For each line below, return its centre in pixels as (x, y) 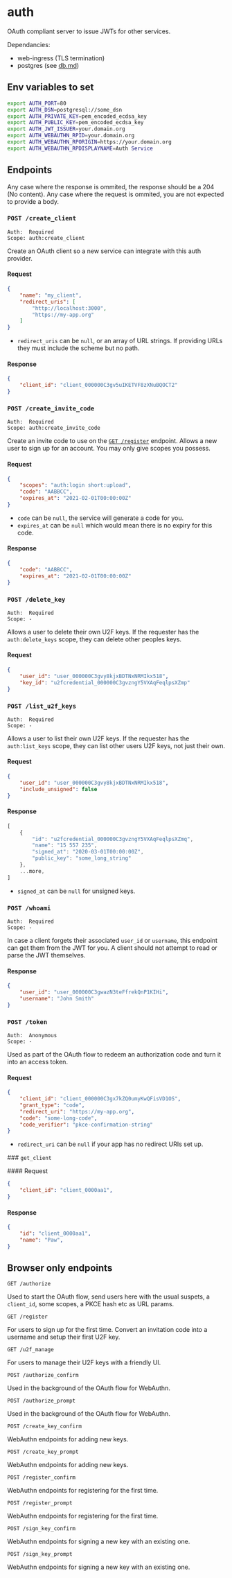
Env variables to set (51, 87)
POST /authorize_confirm (43, 1376)
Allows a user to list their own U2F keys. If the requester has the (98, 738)
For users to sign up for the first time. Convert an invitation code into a (107, 1330)
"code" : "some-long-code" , (59, 1118)
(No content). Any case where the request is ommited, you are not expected (116, 194)
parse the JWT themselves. (46, 955)
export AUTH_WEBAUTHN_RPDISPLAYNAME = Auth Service (80, 148)
